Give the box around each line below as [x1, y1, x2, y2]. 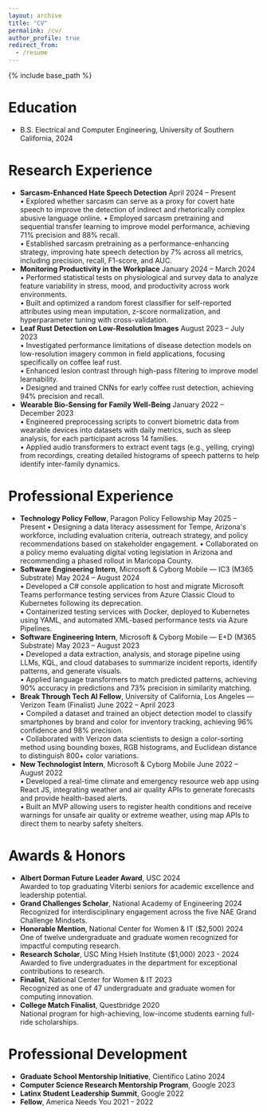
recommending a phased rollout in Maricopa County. [19, 555, 194, 565]
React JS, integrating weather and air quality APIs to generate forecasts [19, 784, 255, 794]
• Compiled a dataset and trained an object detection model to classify [19, 708, 253, 718]
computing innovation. [19, 991, 94, 1001]
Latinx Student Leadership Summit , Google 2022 [19, 1088, 185, 1098]
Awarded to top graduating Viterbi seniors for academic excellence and [19, 881, 254, 891]
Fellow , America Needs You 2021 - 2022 [19, 1096, 154, 1106]
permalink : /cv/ [8, 26, 62, 34]
